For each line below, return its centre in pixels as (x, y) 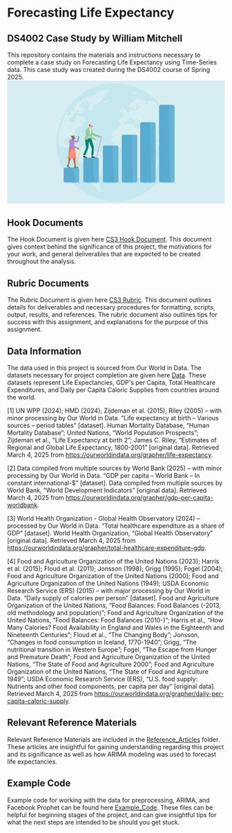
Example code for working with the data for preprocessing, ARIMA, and (108, 800)
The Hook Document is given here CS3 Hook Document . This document (109, 240)
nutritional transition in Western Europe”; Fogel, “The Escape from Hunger (112, 650)
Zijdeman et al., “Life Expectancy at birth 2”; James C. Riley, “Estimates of (112, 440)
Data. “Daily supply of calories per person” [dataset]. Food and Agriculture (113, 598)
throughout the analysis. (42, 262)
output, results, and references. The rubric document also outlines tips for (112, 315)
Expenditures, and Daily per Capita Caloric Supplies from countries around (113, 390)
